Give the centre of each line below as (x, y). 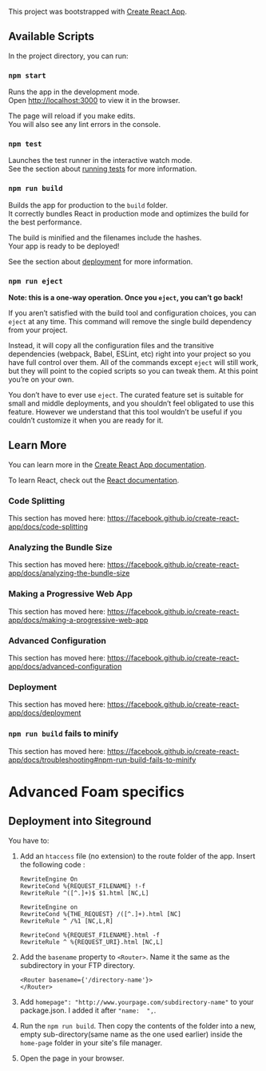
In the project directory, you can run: (68, 56)
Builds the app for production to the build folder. (88, 205)
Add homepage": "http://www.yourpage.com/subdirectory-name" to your (137, 1002)
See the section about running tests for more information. (103, 169)
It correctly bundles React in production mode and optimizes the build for (129, 213)
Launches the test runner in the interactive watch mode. (101, 161)
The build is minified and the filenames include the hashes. (105, 237)
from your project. (38, 330)
